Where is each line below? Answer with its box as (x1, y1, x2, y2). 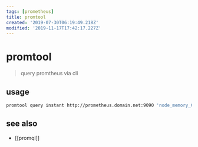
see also (6, 119, 38, 129)
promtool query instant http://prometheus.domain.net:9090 (6, 102, 154, 108)
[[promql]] (14, 134, 40, 141)
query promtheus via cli (20, 70, 78, 77)
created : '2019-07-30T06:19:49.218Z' (6, 19, 99, 25)
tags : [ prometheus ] (6, 8, 54, 15)
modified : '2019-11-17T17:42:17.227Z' (6, 25, 101, 31)
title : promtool (6, 14, 46, 20)
